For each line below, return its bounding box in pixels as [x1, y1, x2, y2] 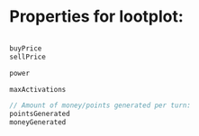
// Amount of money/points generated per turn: [9, 101, 192, 110]
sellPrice [9, 52, 47, 61]
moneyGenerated [9, 118, 67, 127]
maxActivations [9, 85, 67, 94]
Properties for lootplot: [9, 6, 185, 27]
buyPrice [9, 43, 42, 53]
